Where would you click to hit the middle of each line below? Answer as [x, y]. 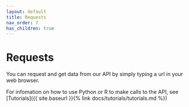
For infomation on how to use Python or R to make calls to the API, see [92, 92]
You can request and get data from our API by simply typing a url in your [94, 74]
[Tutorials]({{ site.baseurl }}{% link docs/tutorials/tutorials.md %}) [87, 98]
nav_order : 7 [22, 23]
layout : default [26, 12]
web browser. [23, 80]
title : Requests [26, 17]
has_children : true [30, 28]
